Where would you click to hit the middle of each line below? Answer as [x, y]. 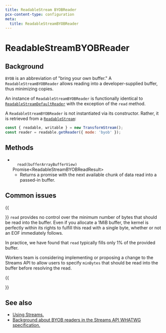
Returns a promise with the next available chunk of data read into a [88, 175]
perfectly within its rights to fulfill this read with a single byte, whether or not [83, 228]
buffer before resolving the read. [39, 268]
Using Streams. [28, 315]
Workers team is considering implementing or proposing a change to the [79, 257]
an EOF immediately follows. [34, 233]
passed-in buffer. [38, 180]
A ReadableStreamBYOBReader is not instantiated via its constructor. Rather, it [82, 113]
